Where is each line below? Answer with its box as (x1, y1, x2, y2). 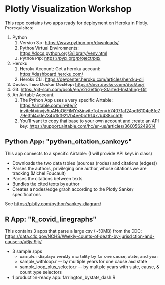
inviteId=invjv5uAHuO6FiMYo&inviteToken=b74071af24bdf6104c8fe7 (19, 107, 160, 114)
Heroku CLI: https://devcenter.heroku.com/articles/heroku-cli (19, 76, 144, 82)
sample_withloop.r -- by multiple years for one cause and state (19, 258, 147, 264)
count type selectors (19, 269, 62, 275)
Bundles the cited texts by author (12, 181, 80, 187)
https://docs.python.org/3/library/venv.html (19, 50, 107, 56)
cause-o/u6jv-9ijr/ (5, 238, 42, 244)
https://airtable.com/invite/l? (19, 102, 77, 108)
